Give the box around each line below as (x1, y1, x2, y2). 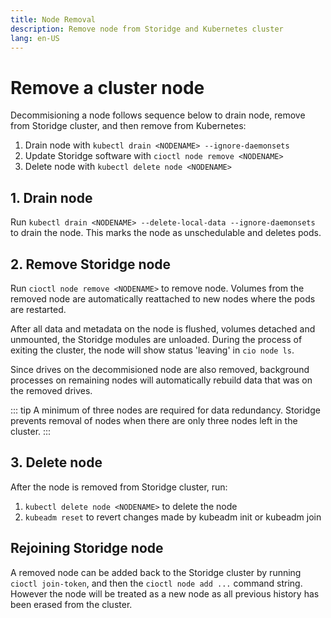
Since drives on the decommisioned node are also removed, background (10, 363, 310, 375)
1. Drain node (10, 189, 93, 206)
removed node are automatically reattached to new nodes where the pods (10, 292, 316, 305)
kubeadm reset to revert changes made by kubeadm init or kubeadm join (24, 511, 322, 523)
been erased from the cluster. (10, 598, 133, 610)
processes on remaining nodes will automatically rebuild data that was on (10, 374, 313, 386)
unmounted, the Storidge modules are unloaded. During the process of (10, 333, 303, 345)
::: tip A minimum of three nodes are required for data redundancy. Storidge (10, 404, 321, 416)
